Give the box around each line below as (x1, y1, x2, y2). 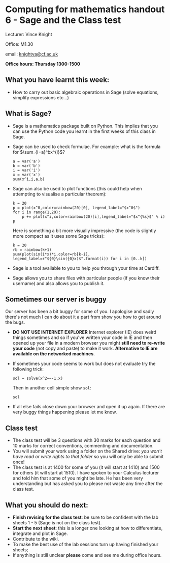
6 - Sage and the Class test (5, 14, 121, 26)
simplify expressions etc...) (12, 94, 70, 100)
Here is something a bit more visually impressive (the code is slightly (12, 228, 156, 234)
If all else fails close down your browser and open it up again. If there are (12, 404, 165, 410)
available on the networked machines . (12, 351, 95, 357)
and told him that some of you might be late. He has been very (12, 475, 143, 482)
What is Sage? (5, 109, 52, 118)
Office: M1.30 (5, 41, 33, 47)
